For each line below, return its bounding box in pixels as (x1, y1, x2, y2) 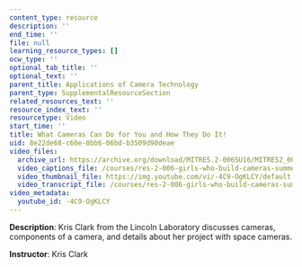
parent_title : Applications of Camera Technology (9, 80, 200, 89)
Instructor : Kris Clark (9, 248, 88, 259)
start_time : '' (9, 122, 67, 131)
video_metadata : (9, 189, 70, 198)
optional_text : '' (9, 72, 78, 81)
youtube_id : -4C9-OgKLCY (17, 197, 111, 207)
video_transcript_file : (17, 181, 106, 190)
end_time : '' (9, 30, 58, 39)
